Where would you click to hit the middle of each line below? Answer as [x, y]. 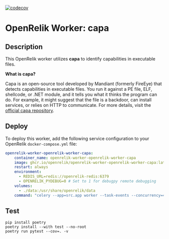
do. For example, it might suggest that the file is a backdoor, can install [78, 100]
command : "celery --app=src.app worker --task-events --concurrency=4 [90, 195]
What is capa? [21, 74]
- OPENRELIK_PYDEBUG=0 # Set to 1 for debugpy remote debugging [87, 182]
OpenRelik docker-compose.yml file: [41, 144]
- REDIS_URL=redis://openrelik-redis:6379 [64, 176]
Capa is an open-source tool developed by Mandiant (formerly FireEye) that [83, 84]
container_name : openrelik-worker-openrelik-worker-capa [75, 158]
